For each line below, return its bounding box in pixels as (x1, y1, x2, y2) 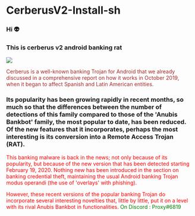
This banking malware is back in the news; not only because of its (6, 154, 168, 161)
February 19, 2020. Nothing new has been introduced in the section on (6, 166, 180, 173)
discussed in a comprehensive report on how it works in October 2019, (6, 74, 180, 82)
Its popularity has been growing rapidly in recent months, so (6, 96, 184, 104)
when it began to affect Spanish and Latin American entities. (6, 81, 154, 88)
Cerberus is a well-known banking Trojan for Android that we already (6, 68, 175, 75)
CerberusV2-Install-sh (6, 4, 121, 17)
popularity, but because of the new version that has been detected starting (6, 160, 190, 167)
